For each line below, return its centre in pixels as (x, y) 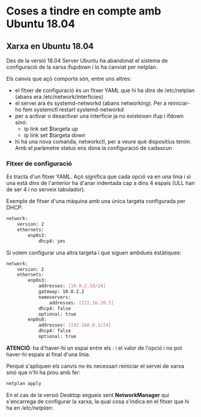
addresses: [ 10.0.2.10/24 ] (72, 286)
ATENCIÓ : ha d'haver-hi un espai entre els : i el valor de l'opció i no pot (94, 348)
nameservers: (54, 297)
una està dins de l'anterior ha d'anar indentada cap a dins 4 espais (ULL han (100, 183)
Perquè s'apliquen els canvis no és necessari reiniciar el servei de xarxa (95, 366)
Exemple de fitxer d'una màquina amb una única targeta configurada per (96, 201)
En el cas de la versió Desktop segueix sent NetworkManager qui (88, 395)
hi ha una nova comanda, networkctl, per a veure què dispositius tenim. (103, 142)
